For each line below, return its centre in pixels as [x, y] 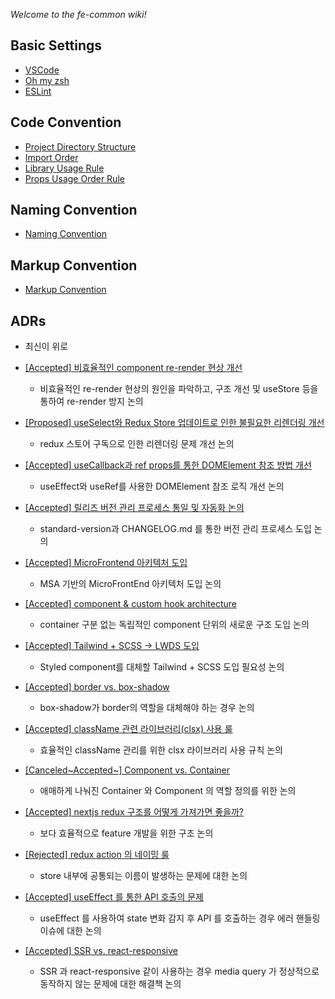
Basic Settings [56, 45]
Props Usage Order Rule [74, 178]
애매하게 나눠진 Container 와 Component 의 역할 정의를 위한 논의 [168, 791]
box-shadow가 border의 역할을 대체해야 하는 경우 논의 [147, 708]
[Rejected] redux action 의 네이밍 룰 [97, 855]
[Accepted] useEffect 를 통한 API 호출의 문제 [114, 897]
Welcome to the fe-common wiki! [78, 14]
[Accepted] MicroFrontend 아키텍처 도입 [106, 563]
